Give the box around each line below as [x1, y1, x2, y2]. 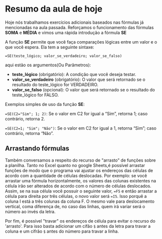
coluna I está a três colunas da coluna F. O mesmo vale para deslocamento [5, 198, 155, 204]
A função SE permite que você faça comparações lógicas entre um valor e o [5, 39, 157, 45]
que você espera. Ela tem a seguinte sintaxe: [5, 44, 94, 50]
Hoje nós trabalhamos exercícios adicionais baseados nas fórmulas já [5, 19, 144, 25]
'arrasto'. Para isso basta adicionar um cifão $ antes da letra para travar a [5, 223, 151, 229]
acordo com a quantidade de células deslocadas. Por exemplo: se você [5, 173, 147, 179]
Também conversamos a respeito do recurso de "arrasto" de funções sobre [5, 157, 156, 163]
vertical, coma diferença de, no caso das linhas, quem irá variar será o [5, 203, 145, 209]
